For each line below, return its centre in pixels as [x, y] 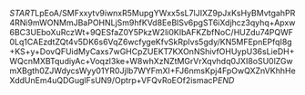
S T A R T [22, 13]
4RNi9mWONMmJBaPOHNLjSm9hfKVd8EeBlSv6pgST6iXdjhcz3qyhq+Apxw [152, 23]
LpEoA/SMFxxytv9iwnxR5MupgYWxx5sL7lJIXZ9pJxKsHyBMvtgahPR [165, 13]
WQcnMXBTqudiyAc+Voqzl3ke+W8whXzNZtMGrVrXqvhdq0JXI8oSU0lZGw [151, 61]
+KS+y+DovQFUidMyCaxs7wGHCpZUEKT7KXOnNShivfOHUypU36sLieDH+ [152, 52]
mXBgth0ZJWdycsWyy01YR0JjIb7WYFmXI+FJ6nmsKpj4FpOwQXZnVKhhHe [152, 71]
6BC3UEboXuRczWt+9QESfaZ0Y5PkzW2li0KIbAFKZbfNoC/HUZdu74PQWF [152, 32]
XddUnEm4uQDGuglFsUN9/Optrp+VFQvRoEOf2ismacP [114, 80]
